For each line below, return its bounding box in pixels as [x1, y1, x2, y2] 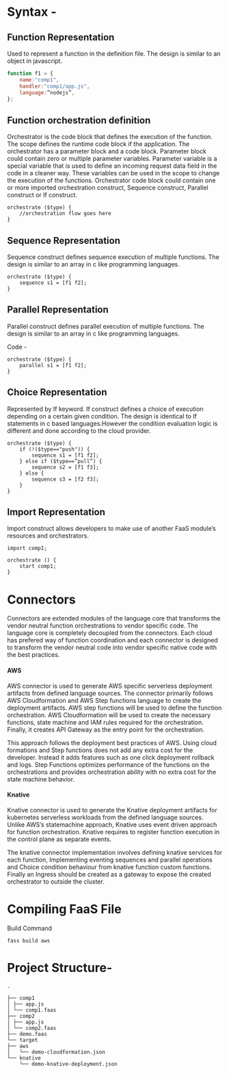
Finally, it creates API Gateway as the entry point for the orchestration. [7, 725, 205, 734]
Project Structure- [7, 960, 113, 975]
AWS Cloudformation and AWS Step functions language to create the [7, 696, 202, 704]
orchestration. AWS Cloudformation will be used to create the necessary [7, 710, 211, 719]
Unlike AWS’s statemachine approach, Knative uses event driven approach [7, 820, 217, 829]
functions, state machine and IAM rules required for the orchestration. [7, 718, 204, 726]
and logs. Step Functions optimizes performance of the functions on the [7, 760, 210, 769]
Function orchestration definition [7, 114, 151, 126]
